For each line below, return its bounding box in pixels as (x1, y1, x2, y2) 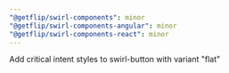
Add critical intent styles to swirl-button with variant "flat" (9, 54, 221, 65)
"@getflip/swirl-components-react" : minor (9, 29, 169, 38)
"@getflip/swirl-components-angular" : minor (9, 21, 177, 30)
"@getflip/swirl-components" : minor (9, 12, 145, 22)
